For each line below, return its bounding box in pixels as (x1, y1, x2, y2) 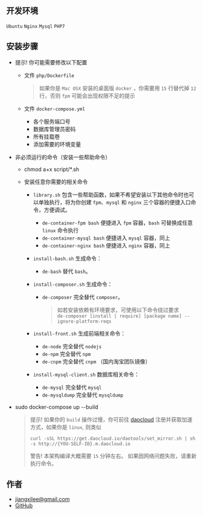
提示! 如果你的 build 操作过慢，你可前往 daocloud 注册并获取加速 (30, 416, 193, 423)
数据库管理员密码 (33, 125, 76, 132)
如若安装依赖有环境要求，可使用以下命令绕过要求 (57, 306, 179, 314)
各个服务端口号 (33, 118, 71, 125)
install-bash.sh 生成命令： (33, 254, 102, 262)
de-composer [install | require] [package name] (57, 313, 182, 319)
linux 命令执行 (42, 226, 79, 234)
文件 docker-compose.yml (24, 105, 86, 112)
